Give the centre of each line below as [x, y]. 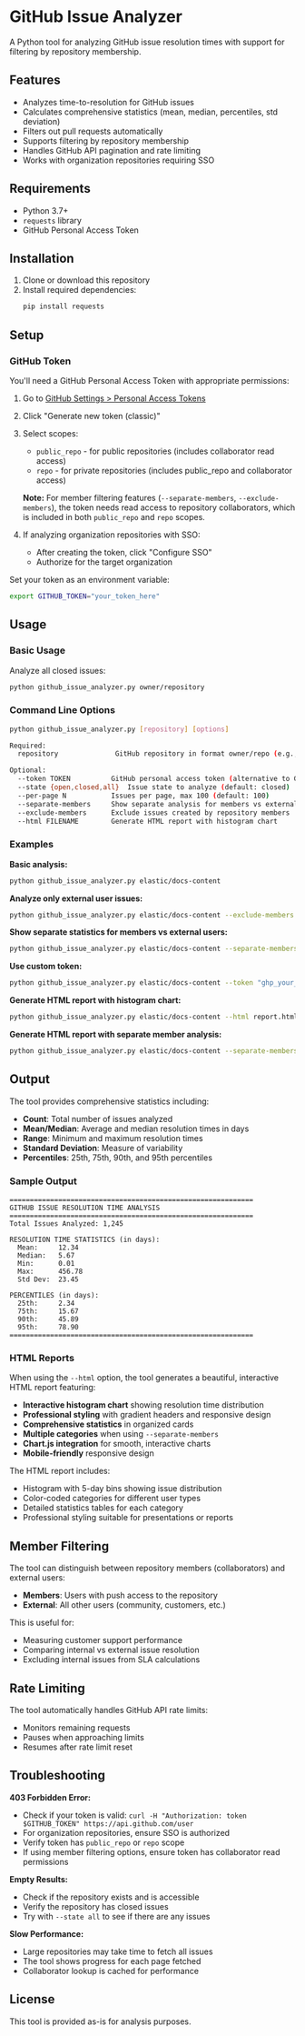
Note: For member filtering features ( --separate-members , [129, 497]
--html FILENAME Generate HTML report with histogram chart [148, 821]
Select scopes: [50, 433]
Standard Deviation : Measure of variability [103, 1148]
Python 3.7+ [45, 210]
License [32, 1999]
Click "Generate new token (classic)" [91, 416]
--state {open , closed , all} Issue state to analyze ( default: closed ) [154, 787]
